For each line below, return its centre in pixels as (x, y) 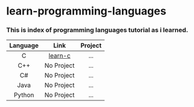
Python (24, 95)
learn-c (60, 56)
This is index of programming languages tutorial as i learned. (97, 30)
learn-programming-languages (86, 11)
